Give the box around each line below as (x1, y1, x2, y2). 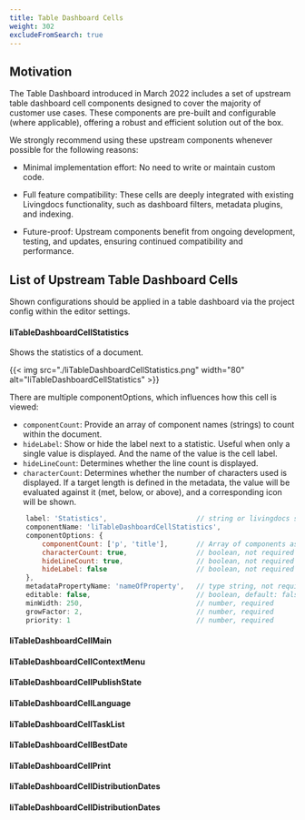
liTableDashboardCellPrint (9, 760, 112, 771)
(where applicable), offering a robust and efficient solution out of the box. (9, 117, 284, 128)
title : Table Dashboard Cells (9, 13, 124, 23)
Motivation (9, 64, 73, 79)
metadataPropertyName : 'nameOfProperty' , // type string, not (25, 582, 274, 592)
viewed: (9, 401, 39, 412)
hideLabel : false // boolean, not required (42, 565, 295, 574)
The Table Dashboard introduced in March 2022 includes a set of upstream (9, 88, 291, 99)
